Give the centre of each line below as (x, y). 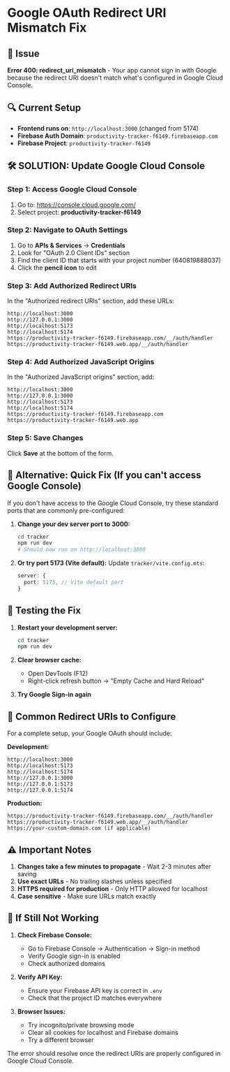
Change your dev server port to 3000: (74, 524)
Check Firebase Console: (55, 935)
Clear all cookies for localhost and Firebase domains (103, 1032)
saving (27, 874)
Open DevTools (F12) (58, 674)
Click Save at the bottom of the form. (60, 453)
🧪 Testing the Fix (44, 610)
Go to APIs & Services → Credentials (71, 245)
